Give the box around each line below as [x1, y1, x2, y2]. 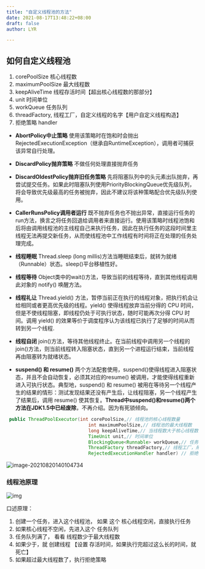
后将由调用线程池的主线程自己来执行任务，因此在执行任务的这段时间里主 [15, 225, 197, 232]
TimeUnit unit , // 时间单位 [88, 433, 154, 439]
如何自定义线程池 [6, 56, 71, 66]
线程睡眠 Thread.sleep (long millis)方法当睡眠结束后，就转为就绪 [15, 253, 177, 260]
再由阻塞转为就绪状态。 [15, 353, 74, 360]
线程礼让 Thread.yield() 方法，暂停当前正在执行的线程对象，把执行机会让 [15, 294, 198, 302]
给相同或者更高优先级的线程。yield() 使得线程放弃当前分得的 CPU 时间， [15, 302, 197, 309]
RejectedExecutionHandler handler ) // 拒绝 [88, 450, 199, 456]
